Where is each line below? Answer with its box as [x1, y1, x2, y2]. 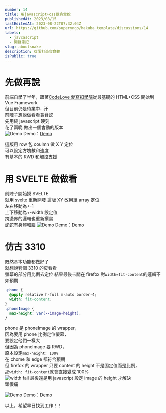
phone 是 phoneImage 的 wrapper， [5, 325, 79, 331]
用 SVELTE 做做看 [5, 173, 77, 185]
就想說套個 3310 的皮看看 [5, 265, 57, 271]
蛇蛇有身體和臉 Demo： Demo [5, 222, 84, 228]
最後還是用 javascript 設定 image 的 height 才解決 [29, 375, 131, 381]
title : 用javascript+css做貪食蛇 [5, 12, 71, 17]
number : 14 [5, 7, 28, 12]
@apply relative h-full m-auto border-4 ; [9, 292, 97, 297]
